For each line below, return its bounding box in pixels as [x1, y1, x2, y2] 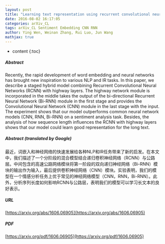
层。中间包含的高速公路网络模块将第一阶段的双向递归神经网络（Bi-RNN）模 [5, 161, 158, 167]
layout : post [5, 7, 32, 12]
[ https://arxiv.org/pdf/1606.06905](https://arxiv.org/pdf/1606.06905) [5, 233, 144, 239]
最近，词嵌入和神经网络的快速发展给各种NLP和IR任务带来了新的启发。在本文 [5, 148, 160, 154]
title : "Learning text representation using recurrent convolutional [5, 12, 151, 17]
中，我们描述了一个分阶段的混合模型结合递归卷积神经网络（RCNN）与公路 [5, 155, 156, 161]
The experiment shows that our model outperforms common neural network [5, 108, 159, 114]
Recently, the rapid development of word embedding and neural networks [5, 72, 155, 78]
